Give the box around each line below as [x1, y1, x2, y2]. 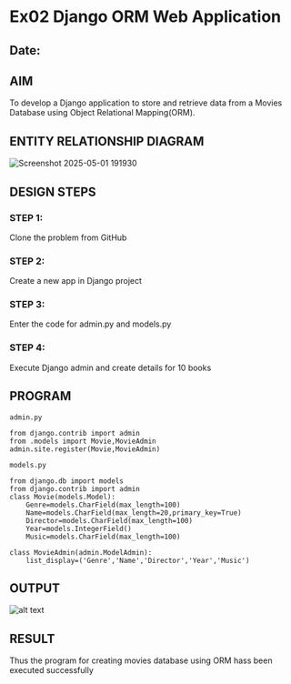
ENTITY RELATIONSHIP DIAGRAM [9, 134, 205, 149]
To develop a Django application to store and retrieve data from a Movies [9, 97, 283, 108]
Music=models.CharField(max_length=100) [25, 532, 181, 541]
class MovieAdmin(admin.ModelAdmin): [9, 548, 153, 557]
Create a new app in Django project [9, 276, 143, 287]
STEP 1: [9, 211, 44, 224]
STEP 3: [9, 298, 45, 311]
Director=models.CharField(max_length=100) [25, 516, 194, 525]
